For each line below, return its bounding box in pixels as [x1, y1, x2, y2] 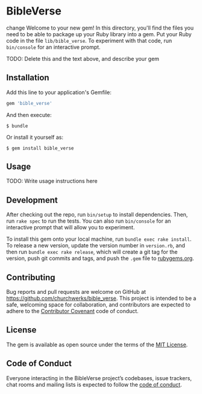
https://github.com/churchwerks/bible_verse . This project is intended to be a [6, 294, 197, 302]
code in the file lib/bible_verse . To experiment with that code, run [6, 37, 172, 44]
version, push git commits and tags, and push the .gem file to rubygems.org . [6, 255, 195, 262]
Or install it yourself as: [6, 133, 63, 141]
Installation [6, 72, 49, 83]
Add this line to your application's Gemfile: [6, 89, 112, 96]
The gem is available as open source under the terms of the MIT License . [6, 341, 188, 348]
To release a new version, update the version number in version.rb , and [6, 242, 186, 249]
